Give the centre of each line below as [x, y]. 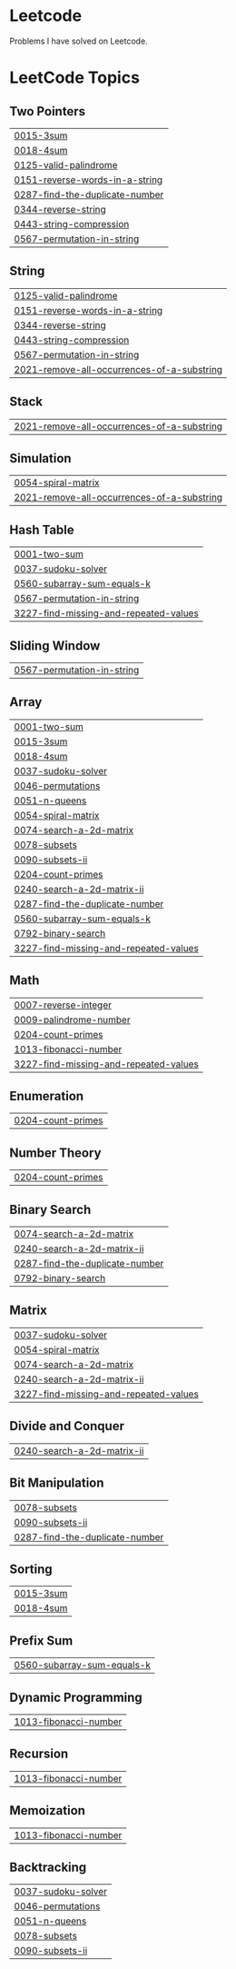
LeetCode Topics [75, 78]
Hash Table [42, 529]
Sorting [31, 1569]
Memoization [48, 1810]
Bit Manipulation [57, 1483]
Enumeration [47, 1096]
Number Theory [55, 1153]
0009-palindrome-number [72, 1019]
